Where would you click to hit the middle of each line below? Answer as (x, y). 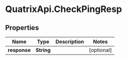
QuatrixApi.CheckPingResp (63, 9)
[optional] (100, 50)
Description (70, 42)
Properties (22, 28)
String (43, 50)
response (19, 50)
